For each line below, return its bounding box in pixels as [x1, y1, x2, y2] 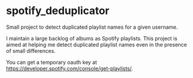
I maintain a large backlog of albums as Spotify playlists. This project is [6, 35, 178, 42]
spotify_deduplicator [6, 4, 110, 18]
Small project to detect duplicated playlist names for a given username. [6, 23, 178, 30]
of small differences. [6, 47, 56, 54]
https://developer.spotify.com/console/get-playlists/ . [6, 65, 133, 72]
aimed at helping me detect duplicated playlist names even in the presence [6, 41, 187, 48]
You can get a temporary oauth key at [6, 59, 97, 66]
